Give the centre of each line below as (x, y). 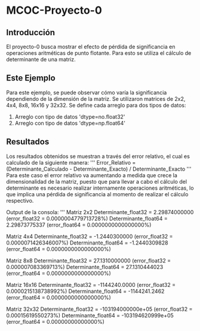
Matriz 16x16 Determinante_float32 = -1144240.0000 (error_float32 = (91, 284)
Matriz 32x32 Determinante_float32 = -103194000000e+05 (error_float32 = (99, 309)
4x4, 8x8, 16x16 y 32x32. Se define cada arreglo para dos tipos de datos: (96, 105)
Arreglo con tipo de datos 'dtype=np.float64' (70, 123)
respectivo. (20, 200)
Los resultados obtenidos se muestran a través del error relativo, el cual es (98, 156)
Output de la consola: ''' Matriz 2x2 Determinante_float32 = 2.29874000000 (100, 212)
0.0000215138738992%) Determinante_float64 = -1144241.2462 (85, 291)
